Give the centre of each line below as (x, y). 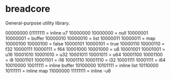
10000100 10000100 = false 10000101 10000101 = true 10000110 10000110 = (85, 43)
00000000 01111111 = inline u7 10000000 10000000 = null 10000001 (77, 33)
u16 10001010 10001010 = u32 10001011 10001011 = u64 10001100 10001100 (84, 55)
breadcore (28, 9)
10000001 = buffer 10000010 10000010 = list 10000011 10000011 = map (80, 38)
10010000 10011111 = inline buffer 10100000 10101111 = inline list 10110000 (82, 65)
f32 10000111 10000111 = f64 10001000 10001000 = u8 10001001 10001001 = (85, 49)
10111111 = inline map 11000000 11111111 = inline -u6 (58, 71)
